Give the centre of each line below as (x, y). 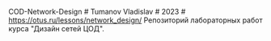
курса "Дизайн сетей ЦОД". (57, 29)
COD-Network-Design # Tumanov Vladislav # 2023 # (97, 12)
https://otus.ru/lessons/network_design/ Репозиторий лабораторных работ (135, 20)
